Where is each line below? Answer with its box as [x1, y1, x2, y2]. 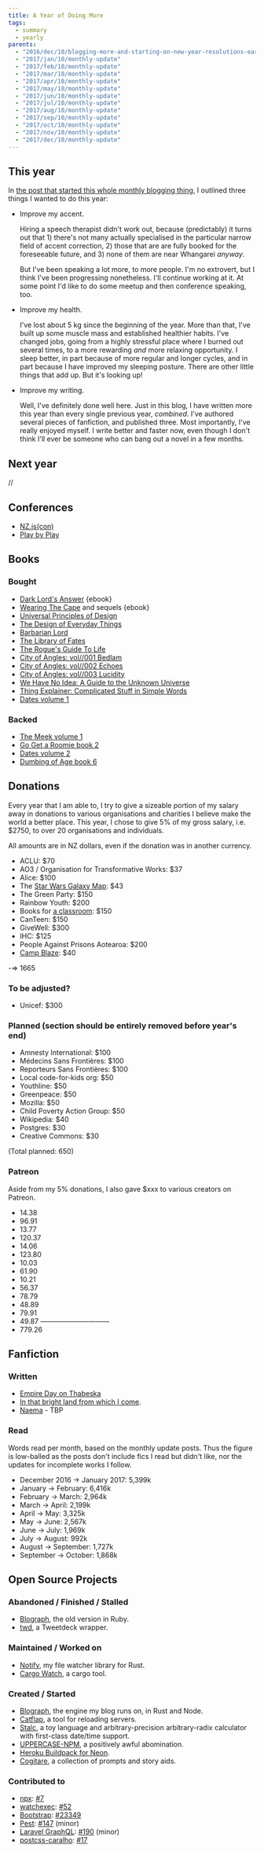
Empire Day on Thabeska [19, 1389, 101, 1398]
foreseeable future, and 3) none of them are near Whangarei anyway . [19, 249, 245, 259]
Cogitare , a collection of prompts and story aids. [19, 1756, 177, 1766]
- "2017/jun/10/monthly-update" [15, 92, 122, 100]
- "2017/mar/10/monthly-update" [15, 70, 122, 78]
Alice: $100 [19, 873, 57, 882]
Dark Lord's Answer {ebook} [19, 594, 112, 604]
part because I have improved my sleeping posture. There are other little [19, 362, 254, 372]
